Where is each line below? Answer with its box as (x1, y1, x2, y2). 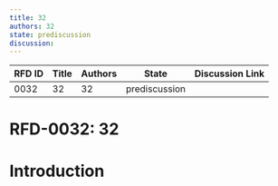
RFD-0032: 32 (9, 119, 120, 140)
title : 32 (9, 13, 47, 23)
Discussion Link (194, 67, 265, 80)
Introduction (9, 161, 105, 181)
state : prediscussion (9, 30, 91, 39)
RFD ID (14, 67, 43, 80)
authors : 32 (9, 22, 54, 31)
